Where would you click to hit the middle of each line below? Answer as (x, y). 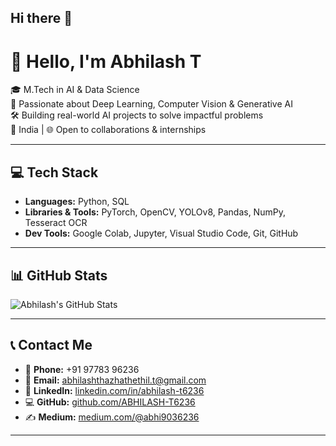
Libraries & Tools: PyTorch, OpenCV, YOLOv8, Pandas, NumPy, (155, 212)
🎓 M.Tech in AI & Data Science (75, 90)
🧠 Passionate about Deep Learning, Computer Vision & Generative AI (151, 104)
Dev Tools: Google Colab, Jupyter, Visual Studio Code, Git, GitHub (161, 233)
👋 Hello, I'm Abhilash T (106, 61)
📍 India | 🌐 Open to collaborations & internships (108, 130)
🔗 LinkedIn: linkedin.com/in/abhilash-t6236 (114, 390)
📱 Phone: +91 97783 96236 (82, 369)
